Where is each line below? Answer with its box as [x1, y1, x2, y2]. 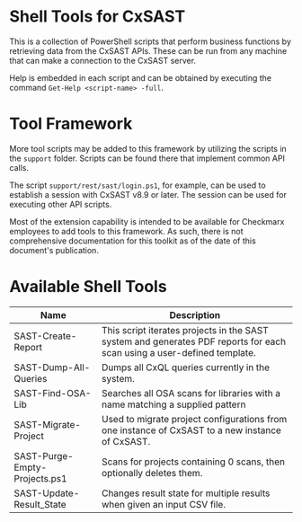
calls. [9, 162, 30, 173]
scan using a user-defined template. [102, 346, 256, 358]
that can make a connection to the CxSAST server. [9, 55, 196, 66]
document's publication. [9, 244, 99, 255]
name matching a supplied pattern [102, 398, 246, 411]
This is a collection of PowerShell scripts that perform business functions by [9, 36, 292, 47]
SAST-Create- [13, 330, 77, 342]
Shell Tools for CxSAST [9, 6, 186, 27]
